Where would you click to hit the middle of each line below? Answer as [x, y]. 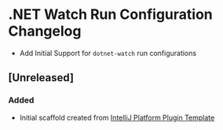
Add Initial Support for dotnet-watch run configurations [108, 53]
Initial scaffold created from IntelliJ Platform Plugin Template [117, 117]
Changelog [45, 31]
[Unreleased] [41, 78]
